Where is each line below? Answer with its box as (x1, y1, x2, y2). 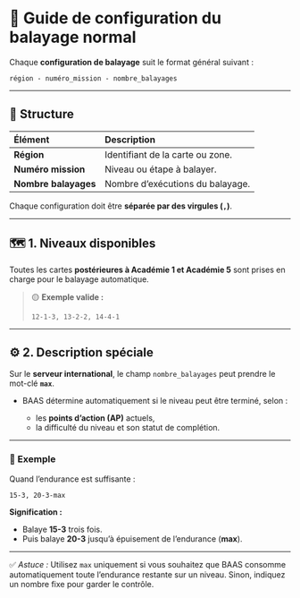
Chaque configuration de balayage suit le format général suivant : (9, 56, 254, 67)
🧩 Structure (9, 107, 74, 122)
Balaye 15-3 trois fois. (21, 524, 103, 534)
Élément (13, 133, 50, 146)
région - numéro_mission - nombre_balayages (9, 73, 178, 83)
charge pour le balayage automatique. (9, 273, 149, 285)
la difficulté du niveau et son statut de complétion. (35, 423, 221, 433)
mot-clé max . (9, 378, 55, 389)
